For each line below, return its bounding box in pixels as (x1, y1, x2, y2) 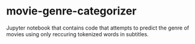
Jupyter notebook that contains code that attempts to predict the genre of (6, 24, 190, 31)
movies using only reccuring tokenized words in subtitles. (6, 30, 149, 37)
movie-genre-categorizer (6, 4, 137, 18)
